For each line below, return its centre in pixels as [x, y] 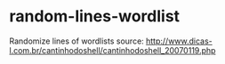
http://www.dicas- [179, 41]
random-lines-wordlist [95, 16]
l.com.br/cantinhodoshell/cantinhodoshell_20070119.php [112, 50]
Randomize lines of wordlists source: [76, 41]
